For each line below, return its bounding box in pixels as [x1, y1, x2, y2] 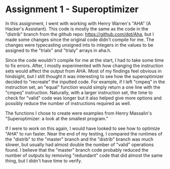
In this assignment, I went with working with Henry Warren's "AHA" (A [5, 20, 151, 26]
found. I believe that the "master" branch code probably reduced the [5, 147, 149, 153]
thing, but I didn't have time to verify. [5, 157, 82, 163]
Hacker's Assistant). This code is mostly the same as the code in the [5, 25, 149, 31]
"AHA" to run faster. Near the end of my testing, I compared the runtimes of [5, 130, 162, 137]
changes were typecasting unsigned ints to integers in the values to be [5, 42, 154, 48]
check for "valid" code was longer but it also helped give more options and [5, 95, 162, 101]
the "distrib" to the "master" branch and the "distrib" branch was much [5, 136, 154, 142]
